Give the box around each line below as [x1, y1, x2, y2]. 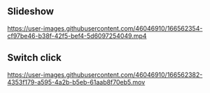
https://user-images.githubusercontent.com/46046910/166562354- [7, 24, 203, 32]
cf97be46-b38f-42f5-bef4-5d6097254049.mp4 [7, 31, 147, 40]
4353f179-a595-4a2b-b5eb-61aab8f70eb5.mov [7, 78, 146, 86]
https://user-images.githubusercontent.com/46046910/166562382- [7, 70, 203, 79]
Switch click [7, 52, 62, 64]
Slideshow [7, 6, 55, 17]
